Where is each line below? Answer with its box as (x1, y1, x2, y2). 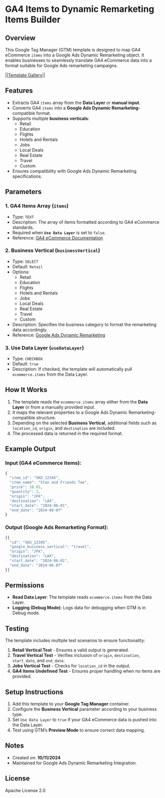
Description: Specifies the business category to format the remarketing (12, 321, 157, 327)
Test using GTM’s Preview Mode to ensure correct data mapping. (12, 727, 145, 733)
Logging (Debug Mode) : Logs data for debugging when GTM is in (12, 605, 146, 611)
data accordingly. (12, 327, 48, 333)
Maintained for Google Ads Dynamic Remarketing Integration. (12, 760, 137, 766)
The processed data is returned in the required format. (12, 430, 123, 436)
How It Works (5, 386, 48, 394)
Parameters (5, 188, 42, 196)
